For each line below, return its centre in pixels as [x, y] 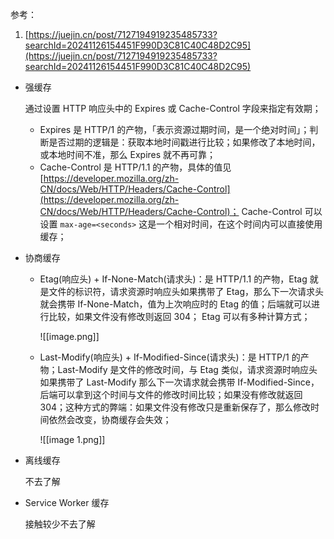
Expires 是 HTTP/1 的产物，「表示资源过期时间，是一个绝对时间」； [174, 129]
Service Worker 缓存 [67, 502]
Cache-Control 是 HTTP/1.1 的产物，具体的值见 [135, 167]
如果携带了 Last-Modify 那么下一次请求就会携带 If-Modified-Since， [179, 382]
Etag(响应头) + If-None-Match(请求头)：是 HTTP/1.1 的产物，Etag [173, 279]
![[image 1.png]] [72, 439]
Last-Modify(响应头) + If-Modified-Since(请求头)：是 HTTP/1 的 [170, 357]
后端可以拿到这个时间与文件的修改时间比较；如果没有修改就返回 [171, 394]
